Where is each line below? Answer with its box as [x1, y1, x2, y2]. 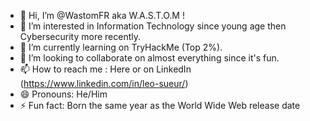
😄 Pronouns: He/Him [19, 88, 108, 100]
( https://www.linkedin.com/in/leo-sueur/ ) [19, 78, 189, 89]
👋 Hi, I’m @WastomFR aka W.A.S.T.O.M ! [19, 10, 185, 21]
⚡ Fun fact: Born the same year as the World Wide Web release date [19, 100, 301, 111]
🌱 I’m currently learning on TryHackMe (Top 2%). [19, 41, 223, 53]
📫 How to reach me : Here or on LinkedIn [19, 63, 192, 75]
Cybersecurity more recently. [19, 31, 142, 42]
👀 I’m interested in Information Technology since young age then [19, 20, 287, 32]
